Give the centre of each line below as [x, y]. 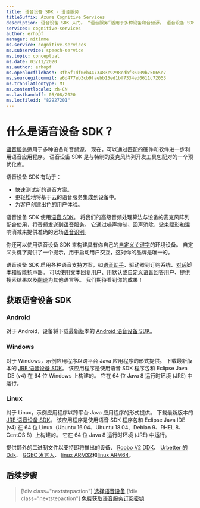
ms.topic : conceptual [33, 56]
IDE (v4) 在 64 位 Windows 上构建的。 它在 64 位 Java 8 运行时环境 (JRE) [96, 375]
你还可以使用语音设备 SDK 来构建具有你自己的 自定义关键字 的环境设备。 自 [97, 244]
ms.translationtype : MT [36, 84]
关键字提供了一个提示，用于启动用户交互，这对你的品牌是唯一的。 [92, 252]
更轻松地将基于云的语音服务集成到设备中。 [67, 197]
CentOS [16, 435]
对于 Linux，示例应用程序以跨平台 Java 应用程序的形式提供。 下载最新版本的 [100, 412]
